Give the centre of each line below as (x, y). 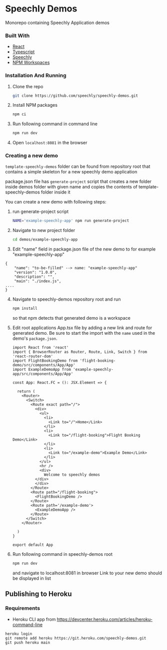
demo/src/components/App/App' (44, 365)
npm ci (19, 114)
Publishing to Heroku (38, 594)
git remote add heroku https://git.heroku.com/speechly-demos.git (76, 638)
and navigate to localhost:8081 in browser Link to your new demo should (87, 573)
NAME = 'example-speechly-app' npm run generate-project (71, 221)
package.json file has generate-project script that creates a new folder (78, 181)
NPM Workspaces (31, 63)
